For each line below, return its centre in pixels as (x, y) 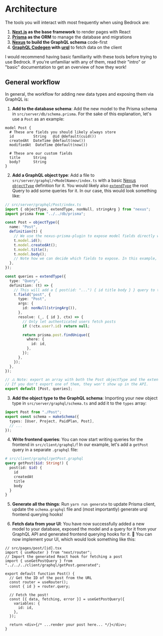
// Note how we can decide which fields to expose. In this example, (86, 258)
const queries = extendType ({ (36, 276)
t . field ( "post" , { (32, 294)
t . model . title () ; (31, 249)
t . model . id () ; (28, 241)
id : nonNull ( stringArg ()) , (50, 308)
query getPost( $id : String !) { (37, 463)
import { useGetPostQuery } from (39, 561)
